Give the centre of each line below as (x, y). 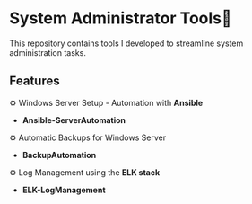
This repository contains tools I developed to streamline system (126, 43)
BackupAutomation (59, 155)
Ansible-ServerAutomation (74, 120)
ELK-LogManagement (64, 190)
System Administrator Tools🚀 (121, 18)
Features (35, 81)
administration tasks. (48, 52)
